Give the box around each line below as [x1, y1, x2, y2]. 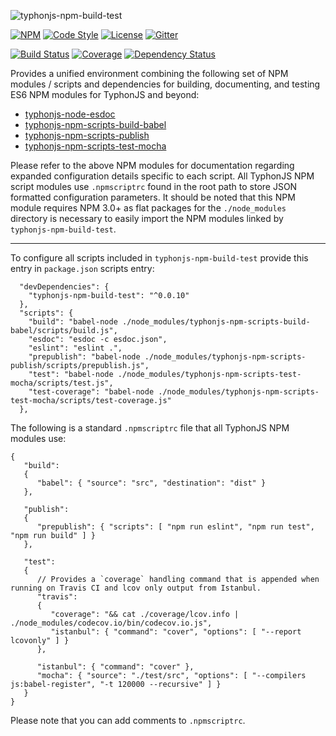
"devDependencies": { [19, 282, 110, 292]
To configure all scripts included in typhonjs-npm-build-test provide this [10, 252, 309, 264]
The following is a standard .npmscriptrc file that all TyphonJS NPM [10, 422, 290, 434]
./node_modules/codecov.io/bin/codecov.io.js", [10, 618, 213, 628]
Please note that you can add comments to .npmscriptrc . [10, 715, 246, 726]
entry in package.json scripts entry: [10, 263, 155, 274]
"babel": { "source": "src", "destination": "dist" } [36, 478, 267, 488]
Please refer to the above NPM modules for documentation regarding [10, 160, 295, 171]
